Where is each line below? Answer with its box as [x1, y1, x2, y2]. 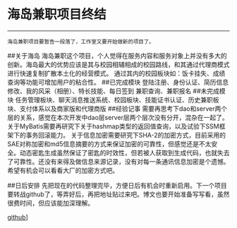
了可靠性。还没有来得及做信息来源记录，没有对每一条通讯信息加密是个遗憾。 [7, 157, 230, 166]
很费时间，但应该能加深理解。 [7, 198, 94, 207]
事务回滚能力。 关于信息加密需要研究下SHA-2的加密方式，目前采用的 [25, 131, 226, 139]
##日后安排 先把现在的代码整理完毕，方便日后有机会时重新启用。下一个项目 [7, 181, 227, 189]
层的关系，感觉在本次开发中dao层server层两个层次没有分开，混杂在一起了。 [7, 113, 229, 121]
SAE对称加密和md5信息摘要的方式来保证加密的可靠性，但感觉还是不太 [7, 139, 212, 148]
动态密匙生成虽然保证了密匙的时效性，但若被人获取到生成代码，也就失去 [19, 148, 230, 157]
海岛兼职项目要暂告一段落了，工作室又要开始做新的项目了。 [7, 38, 154, 45]
